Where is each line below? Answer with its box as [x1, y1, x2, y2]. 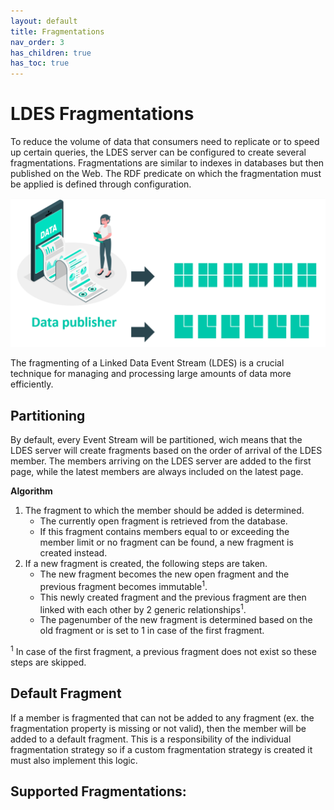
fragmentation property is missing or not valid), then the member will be [10, 722, 307, 734]
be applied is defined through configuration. [10, 178, 192, 190]
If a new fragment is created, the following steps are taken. [24, 558, 268, 570]
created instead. [39, 547, 108, 559]
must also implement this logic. [10, 754, 138, 766]
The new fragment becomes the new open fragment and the [39, 568, 290, 580]
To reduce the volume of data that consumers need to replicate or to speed [10, 136, 320, 148]
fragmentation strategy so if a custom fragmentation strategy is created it [10, 743, 313, 755]
